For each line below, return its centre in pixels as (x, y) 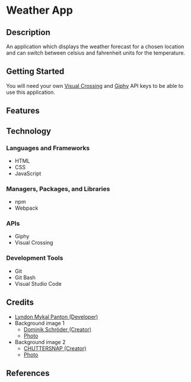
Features (23, 111)
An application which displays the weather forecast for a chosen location (95, 46)
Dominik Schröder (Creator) (58, 329)
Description (28, 32)
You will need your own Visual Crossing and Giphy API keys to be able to (95, 86)
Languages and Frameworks (48, 148)
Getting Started (35, 72)
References (28, 373)
